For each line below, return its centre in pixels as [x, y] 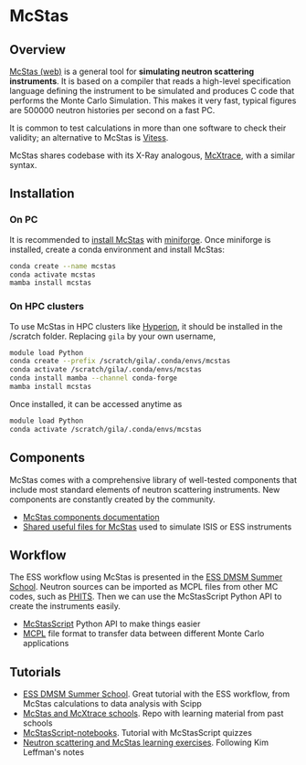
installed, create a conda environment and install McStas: [117, 249]
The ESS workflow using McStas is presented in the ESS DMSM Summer [146, 577]
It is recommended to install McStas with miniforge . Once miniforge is [140, 239]
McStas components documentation [91, 517]
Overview [38, 50]
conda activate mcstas [53, 275]
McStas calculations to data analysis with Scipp [112, 704]
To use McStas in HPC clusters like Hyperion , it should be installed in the [146, 326]
